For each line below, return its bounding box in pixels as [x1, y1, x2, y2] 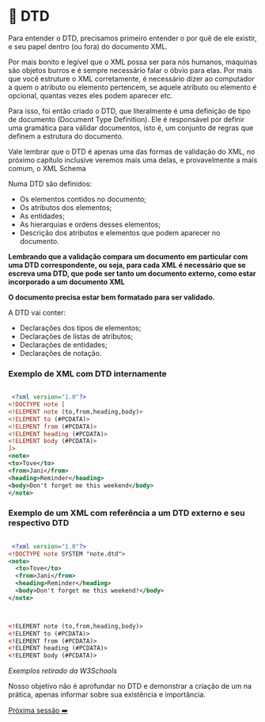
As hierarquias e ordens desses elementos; [19, 220, 161, 229]
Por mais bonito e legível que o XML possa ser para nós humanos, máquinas [8, 57, 258, 67]
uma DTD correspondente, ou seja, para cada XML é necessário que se [8, 260, 247, 269]
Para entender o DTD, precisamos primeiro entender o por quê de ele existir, [8, 33, 257, 43]
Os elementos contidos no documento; [19, 194, 146, 204]
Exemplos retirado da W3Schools [8, 666, 117, 676]
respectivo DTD [8, 518, 70, 529]
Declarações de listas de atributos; [19, 331, 134, 341]
